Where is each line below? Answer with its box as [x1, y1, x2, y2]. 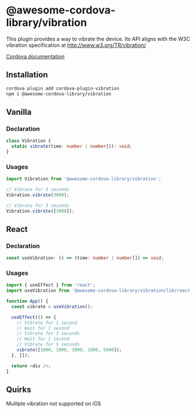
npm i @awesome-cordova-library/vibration [6, 91, 111, 97]
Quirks [6, 384, 31, 394]
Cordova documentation [6, 53, 65, 60]
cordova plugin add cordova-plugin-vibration [6, 86, 119, 91]
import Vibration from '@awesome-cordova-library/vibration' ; [6, 176, 161, 182]
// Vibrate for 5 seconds [16, 342, 80, 347]
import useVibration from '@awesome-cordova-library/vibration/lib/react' [6, 288, 193, 293]
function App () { [6, 298, 49, 305]
